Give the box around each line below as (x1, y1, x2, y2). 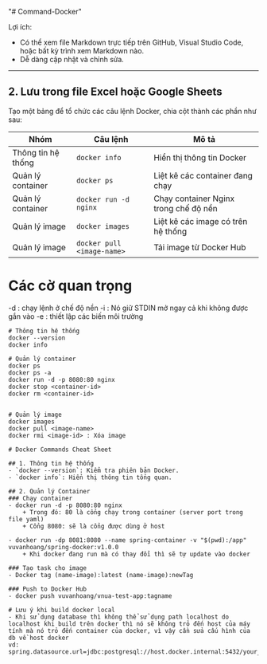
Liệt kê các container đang (153, 170, 253, 181)
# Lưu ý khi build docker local (8, 606, 115, 614)
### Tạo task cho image (8, 564, 87, 572)
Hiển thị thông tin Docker (153, 151, 247, 163)
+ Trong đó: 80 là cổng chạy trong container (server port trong (22, 508, 244, 517)
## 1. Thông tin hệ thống (8, 459, 94, 467)
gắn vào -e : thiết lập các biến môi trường (8, 311, 144, 321)
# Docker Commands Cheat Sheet (8, 446, 112, 454)
